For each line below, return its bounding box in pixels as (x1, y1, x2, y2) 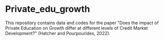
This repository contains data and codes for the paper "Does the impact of (5, 20, 159, 26)
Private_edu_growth (5, 3, 90, 15)
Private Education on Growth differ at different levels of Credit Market (5, 25, 148, 31)
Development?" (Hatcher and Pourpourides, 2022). (5, 30, 110, 36)
